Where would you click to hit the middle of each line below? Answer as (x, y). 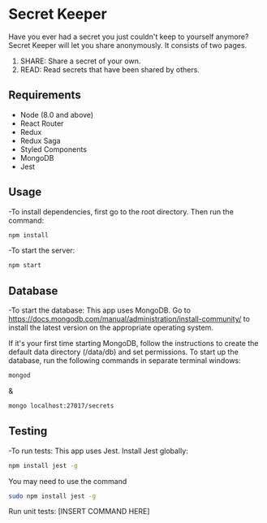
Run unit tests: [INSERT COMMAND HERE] (79, 512)
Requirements (45, 95)
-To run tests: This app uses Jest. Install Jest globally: (98, 451)
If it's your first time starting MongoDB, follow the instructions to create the (133, 344)
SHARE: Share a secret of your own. (80, 61)
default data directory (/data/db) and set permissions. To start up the (124, 352)
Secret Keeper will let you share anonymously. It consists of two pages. (128, 45)
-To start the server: (42, 251)
